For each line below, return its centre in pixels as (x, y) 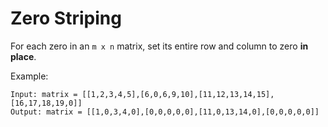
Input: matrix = (44, 94)
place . (23, 56)
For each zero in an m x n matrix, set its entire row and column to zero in (159, 46)
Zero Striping (66, 18)
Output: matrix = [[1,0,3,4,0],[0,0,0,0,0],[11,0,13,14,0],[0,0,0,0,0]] (165, 112)
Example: (29, 76)
